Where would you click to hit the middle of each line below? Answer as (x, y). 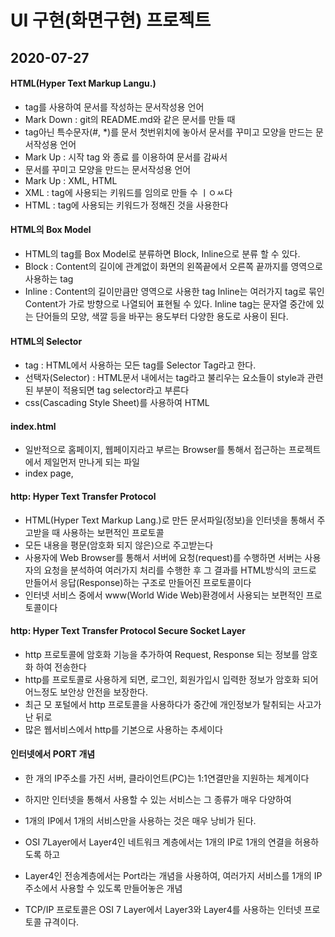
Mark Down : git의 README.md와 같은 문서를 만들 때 (130, 119)
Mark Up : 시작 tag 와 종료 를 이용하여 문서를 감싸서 (126, 157)
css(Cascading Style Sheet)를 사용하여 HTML (117, 403)
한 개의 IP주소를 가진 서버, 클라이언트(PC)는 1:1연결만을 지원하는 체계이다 (167, 778)
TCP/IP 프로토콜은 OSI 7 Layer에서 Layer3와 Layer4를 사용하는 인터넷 (163, 909)
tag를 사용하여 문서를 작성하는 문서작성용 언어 (114, 107)
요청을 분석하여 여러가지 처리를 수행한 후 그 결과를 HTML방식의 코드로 (180, 570)
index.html (33, 426)
